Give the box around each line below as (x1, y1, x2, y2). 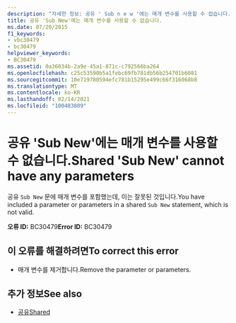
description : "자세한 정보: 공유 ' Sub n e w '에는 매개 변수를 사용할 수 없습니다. (7, 10, 231, 18)
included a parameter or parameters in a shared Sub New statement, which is (7, 200, 228, 209)
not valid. (7, 208, 35, 216)
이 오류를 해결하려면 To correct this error (7, 245, 179, 257)
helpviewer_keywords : (7, 50, 71, 57)
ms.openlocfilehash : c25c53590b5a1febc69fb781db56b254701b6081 (7, 69, 198, 76)
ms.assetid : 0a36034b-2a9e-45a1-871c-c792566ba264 (7, 63, 160, 70)
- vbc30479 (7, 37, 40, 44)
